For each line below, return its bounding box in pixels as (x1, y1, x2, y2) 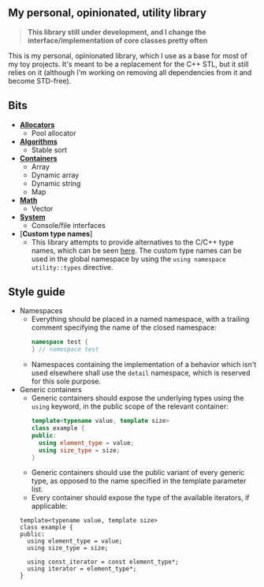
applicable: (31, 501, 68, 511)
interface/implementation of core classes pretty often (27, 36, 208, 45)
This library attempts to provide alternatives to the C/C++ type (31, 237, 234, 247)
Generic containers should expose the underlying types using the (31, 394, 244, 403)
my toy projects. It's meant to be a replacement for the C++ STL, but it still (8, 59, 249, 69)
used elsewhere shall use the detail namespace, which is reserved (31, 368, 251, 378)
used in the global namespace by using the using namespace (31, 254, 226, 264)
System (19, 212, 46, 222)
